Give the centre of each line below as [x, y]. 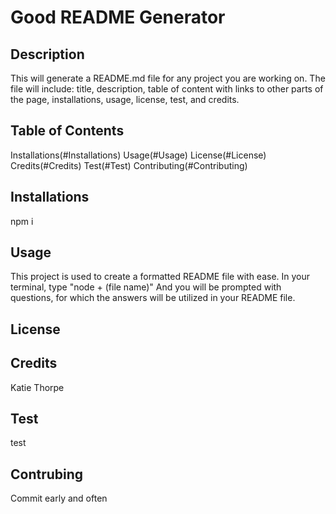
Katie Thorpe [37, 387]
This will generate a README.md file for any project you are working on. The [168, 78]
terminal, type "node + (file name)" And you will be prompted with [146, 287]
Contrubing [47, 474]
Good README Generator [118, 17]
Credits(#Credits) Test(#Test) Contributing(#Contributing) [129, 165]
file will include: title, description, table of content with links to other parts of [167, 89]
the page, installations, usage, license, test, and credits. [125, 99]
